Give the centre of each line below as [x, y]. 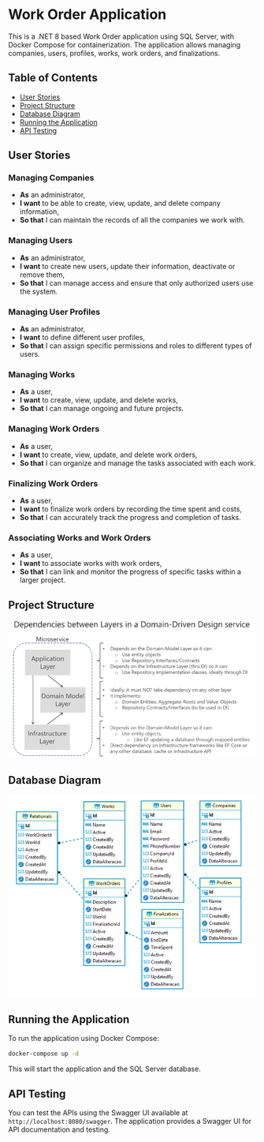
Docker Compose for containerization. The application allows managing [125, 44]
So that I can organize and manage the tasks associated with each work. [138, 462]
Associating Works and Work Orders [80, 537]
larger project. [43, 580]
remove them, [42, 275]
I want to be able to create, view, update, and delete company [120, 204]
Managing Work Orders [54, 429]
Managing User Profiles [54, 312]
